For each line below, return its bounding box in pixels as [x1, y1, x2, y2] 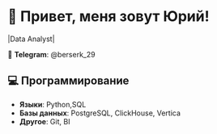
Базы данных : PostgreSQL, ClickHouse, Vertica [19, 108, 181, 118]
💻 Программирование [7, 74, 130, 88]
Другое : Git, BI [19, 116, 70, 126]
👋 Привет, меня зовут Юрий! [7, 7, 210, 26]
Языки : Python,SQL [19, 99, 87, 109]
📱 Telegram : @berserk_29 [7, 49, 96, 59]
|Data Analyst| [7, 34, 55, 44]
